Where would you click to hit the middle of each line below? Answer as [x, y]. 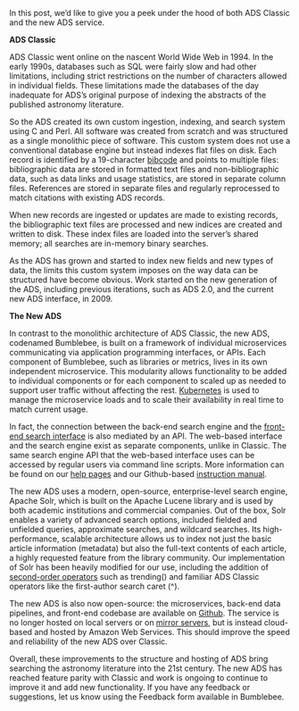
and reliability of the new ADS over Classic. [88, 641]
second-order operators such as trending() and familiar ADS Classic [134, 577]
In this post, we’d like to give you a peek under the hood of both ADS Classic [149, 13]
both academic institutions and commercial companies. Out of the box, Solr [148, 510]
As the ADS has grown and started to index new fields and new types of [141, 261]
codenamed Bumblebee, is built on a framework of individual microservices [148, 343]
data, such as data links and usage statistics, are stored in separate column [148, 179]
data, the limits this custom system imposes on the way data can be [134, 270]
